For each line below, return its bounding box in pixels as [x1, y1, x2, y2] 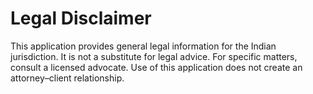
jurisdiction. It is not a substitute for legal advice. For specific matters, [10, 50, 298, 62]
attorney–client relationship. [10, 72, 125, 84]
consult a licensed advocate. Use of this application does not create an [10, 61, 303, 73]
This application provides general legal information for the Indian [10, 40, 277, 52]
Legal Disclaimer [10, 7, 152, 30]
